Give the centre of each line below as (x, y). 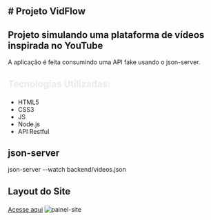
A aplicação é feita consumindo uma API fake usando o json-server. (104, 62)
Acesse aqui (26, 209)
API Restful (33, 131)
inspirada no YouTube (56, 45)
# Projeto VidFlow (47, 11)
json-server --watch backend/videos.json (67, 170)
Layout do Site (39, 191)
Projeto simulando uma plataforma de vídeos (106, 35)
